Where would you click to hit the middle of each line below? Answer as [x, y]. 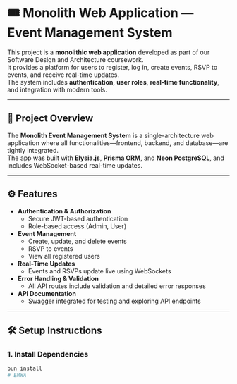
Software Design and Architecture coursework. [75, 59]
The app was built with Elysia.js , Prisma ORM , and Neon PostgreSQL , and [116, 158]
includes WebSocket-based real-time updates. [75, 165]
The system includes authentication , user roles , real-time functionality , [114, 82]
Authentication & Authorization [64, 211]
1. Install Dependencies [48, 354]
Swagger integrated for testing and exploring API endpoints [114, 301]
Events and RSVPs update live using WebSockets [99, 271]
